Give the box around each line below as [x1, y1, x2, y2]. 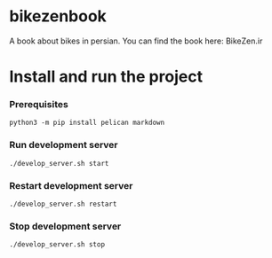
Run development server [9, 139, 118, 152]
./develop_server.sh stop [9, 240, 105, 249]
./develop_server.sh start [9, 159, 109, 168]
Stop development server [9, 220, 122, 232]
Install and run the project [9, 66, 203, 87]
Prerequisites [9, 98, 68, 111]
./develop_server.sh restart [9, 199, 117, 209]
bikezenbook [9, 6, 107, 27]
